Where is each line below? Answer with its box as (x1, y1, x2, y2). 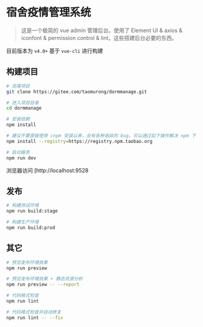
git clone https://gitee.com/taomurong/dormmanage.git (6, 88, 147, 94)
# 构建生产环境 (6, 219, 39, 225)
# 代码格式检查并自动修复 (6, 309, 62, 315)
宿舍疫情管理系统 (6, 5, 92, 19)
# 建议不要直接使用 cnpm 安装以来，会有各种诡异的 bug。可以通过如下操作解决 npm (6, 133, 189, 139)
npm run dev (6, 155, 36, 161)
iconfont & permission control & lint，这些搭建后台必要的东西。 (21, 34, 178, 41)
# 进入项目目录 (6, 99, 39, 106)
